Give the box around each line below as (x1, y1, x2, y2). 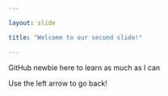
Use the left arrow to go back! (8, 78, 107, 88)
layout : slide (8, 19, 57, 27)
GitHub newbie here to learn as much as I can (8, 62, 161, 73)
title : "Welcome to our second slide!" (8, 33, 143, 41)
